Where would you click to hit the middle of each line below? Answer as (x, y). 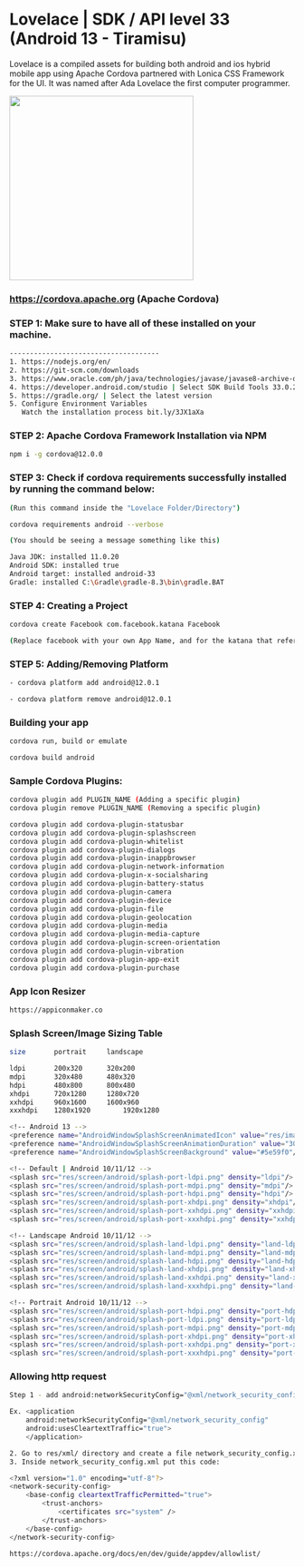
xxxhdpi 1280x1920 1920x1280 (85, 1111)
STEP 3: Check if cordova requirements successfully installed (148, 478)
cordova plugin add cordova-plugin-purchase (95, 968)
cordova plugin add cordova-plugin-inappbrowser (103, 858)
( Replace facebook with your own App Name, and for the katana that (141, 641)
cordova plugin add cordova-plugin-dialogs (93, 850)
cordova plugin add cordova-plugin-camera (90, 892)
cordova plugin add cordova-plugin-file (87, 909)
